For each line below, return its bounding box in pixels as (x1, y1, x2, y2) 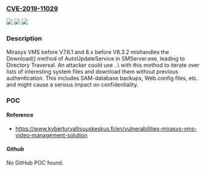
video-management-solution (15, 131, 88, 139)
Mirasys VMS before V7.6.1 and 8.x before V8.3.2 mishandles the (6, 48, 170, 56)
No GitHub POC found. (6, 159, 64, 166)
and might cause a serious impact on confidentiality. (6, 81, 139, 88)
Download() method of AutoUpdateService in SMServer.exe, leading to (6, 55, 185, 62)
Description (6, 34, 42, 43)
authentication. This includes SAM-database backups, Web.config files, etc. (6, 74, 199, 82)
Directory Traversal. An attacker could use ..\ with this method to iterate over (6, 61, 200, 69)
